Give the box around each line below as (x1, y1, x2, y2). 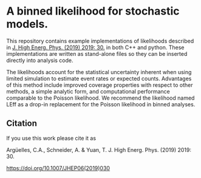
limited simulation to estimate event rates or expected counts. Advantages (6, 75, 192, 82)
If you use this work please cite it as (6, 134, 96, 142)
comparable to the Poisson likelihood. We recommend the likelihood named (6, 94, 195, 101)
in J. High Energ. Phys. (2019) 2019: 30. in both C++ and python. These (6, 44, 185, 51)
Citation (6, 118, 38, 129)
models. (6, 17, 49, 31)
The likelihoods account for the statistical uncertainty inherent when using (6, 68, 192, 75)
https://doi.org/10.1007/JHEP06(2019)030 (6, 164, 111, 171)
